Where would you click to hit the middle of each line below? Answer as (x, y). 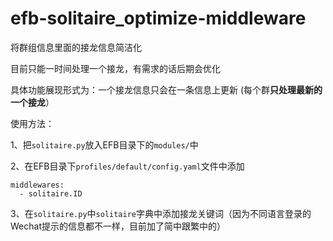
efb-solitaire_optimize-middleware (158, 18)
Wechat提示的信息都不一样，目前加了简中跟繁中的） (118, 226)
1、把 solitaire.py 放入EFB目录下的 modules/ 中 (104, 144)
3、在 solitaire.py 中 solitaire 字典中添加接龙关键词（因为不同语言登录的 (161, 213)
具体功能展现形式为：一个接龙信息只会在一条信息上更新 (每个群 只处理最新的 (166, 89)
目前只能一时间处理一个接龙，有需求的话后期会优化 (115, 68)
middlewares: (37, 185)
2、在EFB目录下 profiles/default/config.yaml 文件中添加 (127, 166)
